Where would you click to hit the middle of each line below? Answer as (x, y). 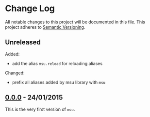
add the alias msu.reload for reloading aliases (57, 63)
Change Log (30, 8)
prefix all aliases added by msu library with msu (59, 82)
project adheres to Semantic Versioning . (45, 27)
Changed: (15, 73)
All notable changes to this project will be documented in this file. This (75, 22)
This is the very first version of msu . (40, 109)
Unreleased (23, 42)
